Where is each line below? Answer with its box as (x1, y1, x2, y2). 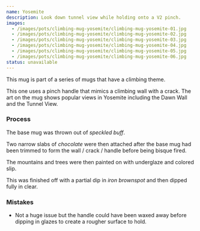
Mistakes (6, 198, 34, 206)
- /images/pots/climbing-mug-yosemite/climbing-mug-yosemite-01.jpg (11, 25, 187, 32)
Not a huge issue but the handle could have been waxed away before (14, 212, 187, 219)
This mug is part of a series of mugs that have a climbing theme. (6, 76, 166, 83)
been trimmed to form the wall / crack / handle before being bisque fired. (6, 147, 187, 154)
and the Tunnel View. (6, 100, 58, 107)
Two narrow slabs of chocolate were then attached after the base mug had (6, 140, 192, 147)
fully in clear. (6, 183, 38, 190)
